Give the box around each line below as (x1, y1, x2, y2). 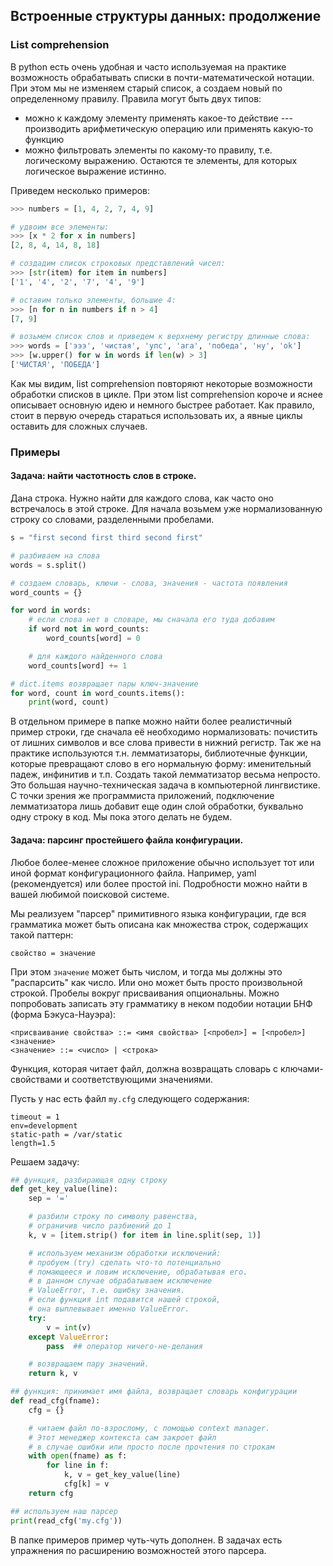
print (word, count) (28, 697, 110, 708)
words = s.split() (10, 560, 87, 570)
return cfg (28, 1488, 74, 1498)
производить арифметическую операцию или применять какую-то (24, 122, 314, 134)
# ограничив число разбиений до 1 (28, 1221, 172, 1231)
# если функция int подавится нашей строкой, (28, 1295, 222, 1305)
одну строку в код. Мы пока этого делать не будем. (10, 811, 233, 823)
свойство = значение (10, 948, 97, 958)
